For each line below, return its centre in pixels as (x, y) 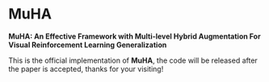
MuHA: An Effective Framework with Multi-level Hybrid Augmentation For (134, 36)
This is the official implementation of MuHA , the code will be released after (133, 60)
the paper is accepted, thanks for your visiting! (86, 68)
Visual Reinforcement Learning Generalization (88, 44)
